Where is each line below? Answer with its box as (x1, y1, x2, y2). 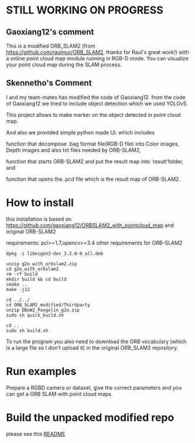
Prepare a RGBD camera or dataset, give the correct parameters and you (6, 384, 182, 391)
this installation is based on (6, 215, 72, 222)
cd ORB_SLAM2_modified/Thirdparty (6, 302, 91, 308)
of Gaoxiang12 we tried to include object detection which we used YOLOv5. (6, 100, 188, 107)
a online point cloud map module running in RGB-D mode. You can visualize (6, 55, 189, 62)
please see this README (6, 430, 66, 437)
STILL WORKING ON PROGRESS (6, 4, 164, 17)
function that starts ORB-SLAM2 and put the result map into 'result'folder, (6, 158, 183, 165)
